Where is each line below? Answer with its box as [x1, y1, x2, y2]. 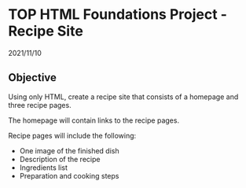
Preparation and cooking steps [19, 171, 119, 180]
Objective [8, 71, 57, 84]
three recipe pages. [8, 100, 72, 109]
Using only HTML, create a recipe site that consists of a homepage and [8, 92, 239, 101]
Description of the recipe [19, 154, 101, 164]
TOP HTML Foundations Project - [8, 6, 228, 24]
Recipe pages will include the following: [8, 131, 137, 140]
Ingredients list [19, 163, 68, 172]
